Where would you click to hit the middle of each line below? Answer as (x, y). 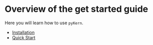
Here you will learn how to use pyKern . (44, 23)
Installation (23, 32)
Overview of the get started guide (76, 9)
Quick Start (24, 38)
